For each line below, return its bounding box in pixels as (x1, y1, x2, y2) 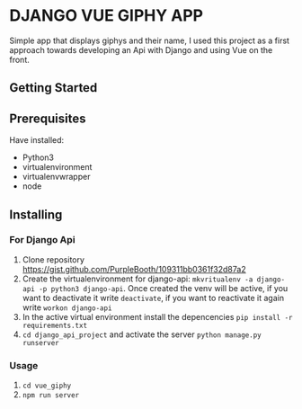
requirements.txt (22, 321, 88, 330)
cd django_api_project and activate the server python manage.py (22, 329, 262, 340)
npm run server (22, 391, 80, 400)
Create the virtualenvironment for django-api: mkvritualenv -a (22, 273, 253, 284)
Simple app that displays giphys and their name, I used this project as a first (9, 35, 290, 46)
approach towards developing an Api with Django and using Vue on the (9, 44, 273, 55)
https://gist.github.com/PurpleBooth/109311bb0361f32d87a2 (22, 263, 246, 274)
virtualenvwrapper (22, 172, 91, 182)
